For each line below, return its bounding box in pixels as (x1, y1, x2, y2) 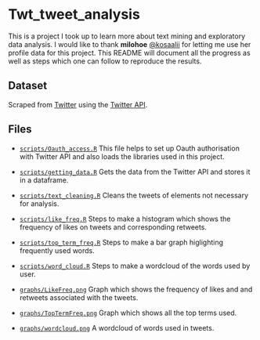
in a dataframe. (19, 175, 69, 185)
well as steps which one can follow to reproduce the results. (8, 56, 202, 66)
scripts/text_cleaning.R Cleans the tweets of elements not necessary (19, 190, 249, 200)
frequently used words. (19, 245, 96, 255)
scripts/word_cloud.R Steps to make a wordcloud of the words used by (19, 261, 251, 270)
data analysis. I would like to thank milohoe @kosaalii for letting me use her (8, 39, 251, 49)
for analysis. (19, 198, 60, 208)
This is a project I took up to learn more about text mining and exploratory (8, 31, 246, 41)
